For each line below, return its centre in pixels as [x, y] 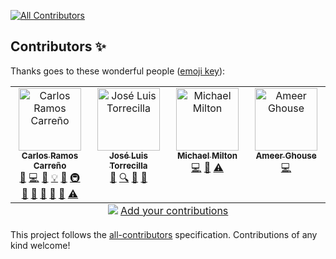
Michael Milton [207, 155]
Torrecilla [128, 165]
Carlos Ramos [50, 155]
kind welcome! [40, 245]
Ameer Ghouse [286, 155]
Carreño [50, 165]
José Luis [128, 155]
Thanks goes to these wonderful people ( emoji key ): [118, 71]
